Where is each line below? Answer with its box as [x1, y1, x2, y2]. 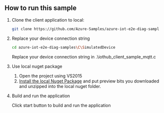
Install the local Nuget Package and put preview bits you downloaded [19, 78, 159, 84]
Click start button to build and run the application [11, 102, 111, 108]
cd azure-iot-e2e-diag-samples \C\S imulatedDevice [11, 45, 116, 50]
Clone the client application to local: [11, 17, 84, 23]
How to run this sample [4, 4, 77, 12]
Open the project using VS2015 [19, 73, 82, 79]
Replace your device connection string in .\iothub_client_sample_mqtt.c [11, 54, 156, 59]
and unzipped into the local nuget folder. [19, 83, 101, 89]
